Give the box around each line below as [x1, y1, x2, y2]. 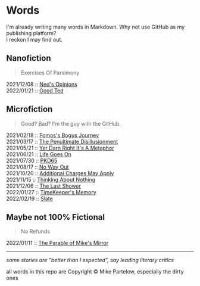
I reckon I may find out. [6, 36, 62, 43]
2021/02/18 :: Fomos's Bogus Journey [6, 132, 99, 139]
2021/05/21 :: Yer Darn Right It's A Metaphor [6, 144, 114, 151]
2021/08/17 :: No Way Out [6, 163, 69, 170]
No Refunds [20, 228, 51, 235]
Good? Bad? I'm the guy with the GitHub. [20, 120, 121, 127]
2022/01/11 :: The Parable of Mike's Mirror [6, 240, 109, 247]
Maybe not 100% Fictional [6, 212, 105, 222]
